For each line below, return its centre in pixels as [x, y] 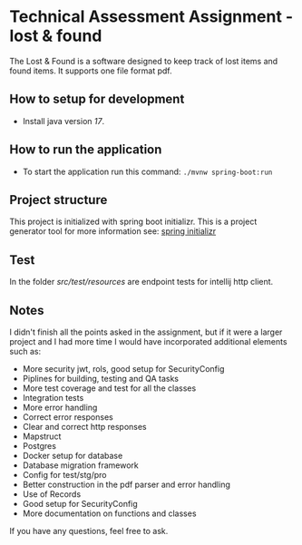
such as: [25, 351]
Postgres [39, 446]
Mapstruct [42, 436]
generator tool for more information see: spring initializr [113, 231]
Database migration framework [80, 465]
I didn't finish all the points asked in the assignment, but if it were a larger [146, 332]
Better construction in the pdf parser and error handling [127, 484]
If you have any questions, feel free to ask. [89, 531]
